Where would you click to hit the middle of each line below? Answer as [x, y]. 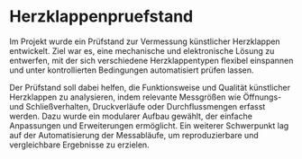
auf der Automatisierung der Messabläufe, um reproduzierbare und [134, 135]
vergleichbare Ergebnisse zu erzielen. [80, 145]
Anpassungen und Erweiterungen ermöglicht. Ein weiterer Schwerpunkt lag [149, 125]
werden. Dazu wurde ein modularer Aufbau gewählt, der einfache [131, 116]
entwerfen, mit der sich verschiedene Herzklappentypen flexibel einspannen [151, 60]
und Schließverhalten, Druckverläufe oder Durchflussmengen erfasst [137, 106]
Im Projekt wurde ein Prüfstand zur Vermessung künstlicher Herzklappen [145, 41]
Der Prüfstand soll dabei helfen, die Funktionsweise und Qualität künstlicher [150, 87]
